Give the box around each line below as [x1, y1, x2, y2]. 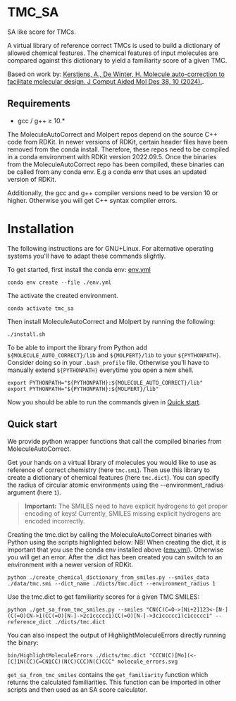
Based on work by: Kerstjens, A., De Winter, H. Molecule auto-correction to [7, 70, 225, 78]
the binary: [7, 638, 39, 647]
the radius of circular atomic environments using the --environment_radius [7, 480, 224, 489]
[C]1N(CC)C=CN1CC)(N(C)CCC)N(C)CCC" [7, 658, 115, 665]
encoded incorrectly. [24, 516, 85, 525]
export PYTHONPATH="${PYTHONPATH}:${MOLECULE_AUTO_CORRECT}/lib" [7, 379, 203, 386]
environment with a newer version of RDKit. [7, 560, 134, 569]
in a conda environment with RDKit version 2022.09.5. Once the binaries [7, 152, 217, 161]
